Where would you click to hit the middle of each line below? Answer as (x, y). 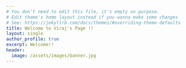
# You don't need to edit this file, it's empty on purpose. (83, 12)
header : (16, 50)
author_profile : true (33, 39)
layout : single (25, 34)
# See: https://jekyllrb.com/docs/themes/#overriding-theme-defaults (94, 22)
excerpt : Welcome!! (30, 45)
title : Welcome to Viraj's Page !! (50, 28)
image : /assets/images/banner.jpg (54, 56)
